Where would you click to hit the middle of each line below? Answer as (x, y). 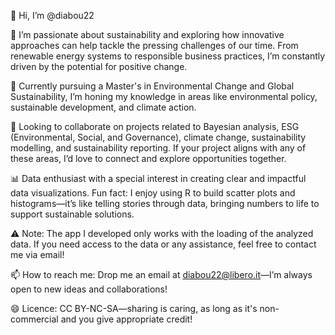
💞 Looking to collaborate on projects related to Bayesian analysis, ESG (155, 126)
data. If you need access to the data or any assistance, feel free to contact (163, 244)
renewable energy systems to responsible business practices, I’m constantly (168, 56)
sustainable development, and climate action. (103, 107)
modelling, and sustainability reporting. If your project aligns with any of (158, 148)
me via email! (37, 254)
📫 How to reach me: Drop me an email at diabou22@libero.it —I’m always (161, 274)
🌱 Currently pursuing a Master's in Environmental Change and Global (152, 86)
